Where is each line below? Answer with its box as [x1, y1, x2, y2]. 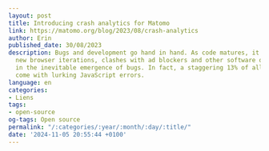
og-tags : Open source [8, 116, 81, 124]
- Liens [8, 93, 34, 101]
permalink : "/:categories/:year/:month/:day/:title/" [8, 123, 192, 131]
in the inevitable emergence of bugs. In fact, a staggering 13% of [15, 64, 249, 72]
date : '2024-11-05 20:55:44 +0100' [8, 130, 127, 138]
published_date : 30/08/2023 [8, 42, 102, 50]
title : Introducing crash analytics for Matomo [8, 19, 171, 27]
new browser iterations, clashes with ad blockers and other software [15, 57, 256, 65]
